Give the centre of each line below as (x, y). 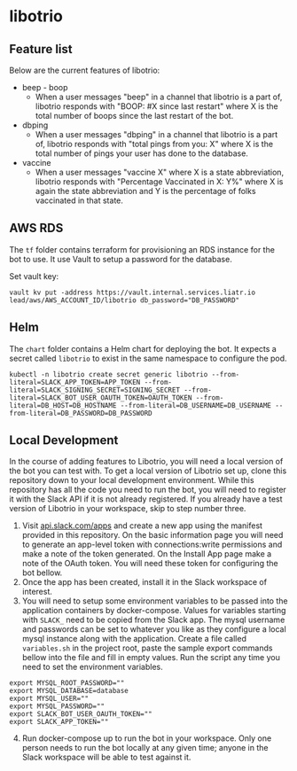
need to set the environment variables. (92, 667)
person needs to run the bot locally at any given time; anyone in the (145, 748)
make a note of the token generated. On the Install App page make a (147, 554)
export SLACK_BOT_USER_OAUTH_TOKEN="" (81, 714)
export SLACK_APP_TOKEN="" (59, 722)
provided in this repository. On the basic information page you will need (152, 535)
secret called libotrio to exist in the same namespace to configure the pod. (148, 358)
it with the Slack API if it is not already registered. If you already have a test (146, 499)
